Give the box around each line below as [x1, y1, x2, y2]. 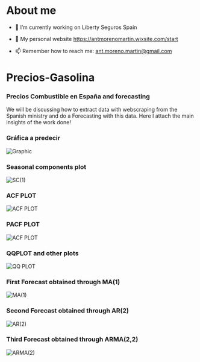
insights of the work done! [6, 119, 71, 126]
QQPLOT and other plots [6, 249, 79, 257]
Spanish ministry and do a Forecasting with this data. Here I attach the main [6, 112, 194, 119]
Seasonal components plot [6, 162, 87, 171]
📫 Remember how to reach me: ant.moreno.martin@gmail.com [14, 47, 172, 54]
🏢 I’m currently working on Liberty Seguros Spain [14, 24, 137, 31]
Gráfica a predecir [6, 134, 60, 142]
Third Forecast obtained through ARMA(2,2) [6, 335, 139, 344]
